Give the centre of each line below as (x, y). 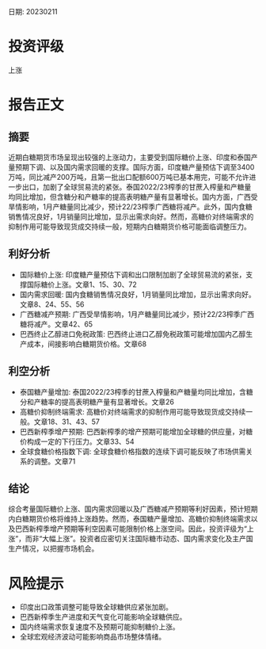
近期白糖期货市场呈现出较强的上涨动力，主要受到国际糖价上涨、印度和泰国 (129, 157)
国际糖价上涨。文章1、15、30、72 (82, 284)
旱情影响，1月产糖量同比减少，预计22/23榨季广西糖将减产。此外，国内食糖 (130, 206)
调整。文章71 (55, 461)
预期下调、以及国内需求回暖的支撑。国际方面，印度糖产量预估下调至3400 (135, 167)
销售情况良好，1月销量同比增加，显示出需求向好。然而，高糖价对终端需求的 (131, 216)
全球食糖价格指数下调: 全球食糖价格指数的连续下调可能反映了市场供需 (133, 451)
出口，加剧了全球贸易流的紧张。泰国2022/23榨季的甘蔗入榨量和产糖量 (137, 187)
